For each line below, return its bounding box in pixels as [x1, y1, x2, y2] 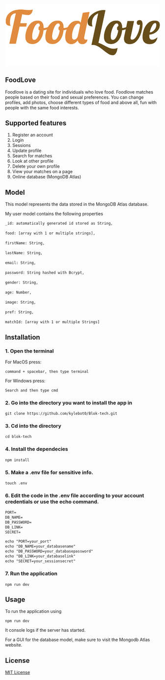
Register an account [12, 132, 53, 138]
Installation [5, 333, 40, 341]
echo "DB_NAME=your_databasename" [5, 544, 76, 549]
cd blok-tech [5, 434, 32, 439]
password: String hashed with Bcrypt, [5, 270, 84, 275]
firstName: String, [5, 241, 45, 246]
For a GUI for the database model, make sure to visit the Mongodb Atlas [5, 637, 150, 643]
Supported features [5, 119, 67, 127]
